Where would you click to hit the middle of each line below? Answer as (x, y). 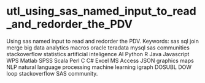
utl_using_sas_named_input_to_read (101, 11)
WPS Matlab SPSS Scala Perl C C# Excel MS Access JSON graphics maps (100, 60)
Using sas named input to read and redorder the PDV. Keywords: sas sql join (103, 41)
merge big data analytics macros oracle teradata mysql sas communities (98, 48)
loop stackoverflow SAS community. (52, 73)
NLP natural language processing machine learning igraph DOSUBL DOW (99, 67)
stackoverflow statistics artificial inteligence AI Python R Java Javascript (98, 54)
